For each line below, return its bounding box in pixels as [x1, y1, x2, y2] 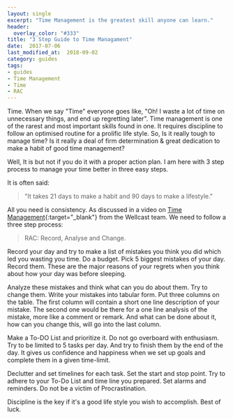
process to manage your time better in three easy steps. [7, 165, 169, 174]
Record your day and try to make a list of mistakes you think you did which [7, 247, 222, 256]
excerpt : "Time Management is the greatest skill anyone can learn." [7, 17, 214, 24]
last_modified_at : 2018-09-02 [7, 49, 98, 56]
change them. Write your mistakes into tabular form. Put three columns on [7, 291, 220, 299]
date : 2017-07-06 [7, 43, 61, 49]
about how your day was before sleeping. [7, 270, 127, 278]
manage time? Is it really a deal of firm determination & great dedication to [7, 137, 220, 145]
